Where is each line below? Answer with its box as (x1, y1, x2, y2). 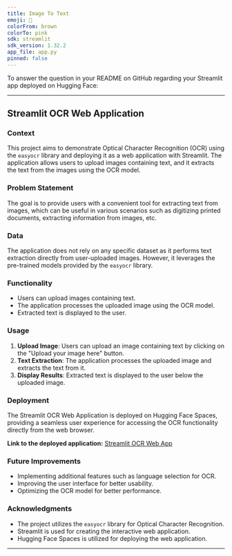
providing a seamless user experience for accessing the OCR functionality (7, 418, 219, 426)
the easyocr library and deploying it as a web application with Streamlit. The (7, 151, 222, 159)
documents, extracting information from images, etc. (7, 213, 157, 221)
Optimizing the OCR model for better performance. (17, 487, 162, 495)
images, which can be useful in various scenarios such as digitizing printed (7, 206, 221, 215)
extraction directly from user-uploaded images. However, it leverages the (7, 254, 215, 262)
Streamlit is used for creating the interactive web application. (17, 527, 191, 535)
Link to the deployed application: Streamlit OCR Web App (7, 439, 173, 447)
